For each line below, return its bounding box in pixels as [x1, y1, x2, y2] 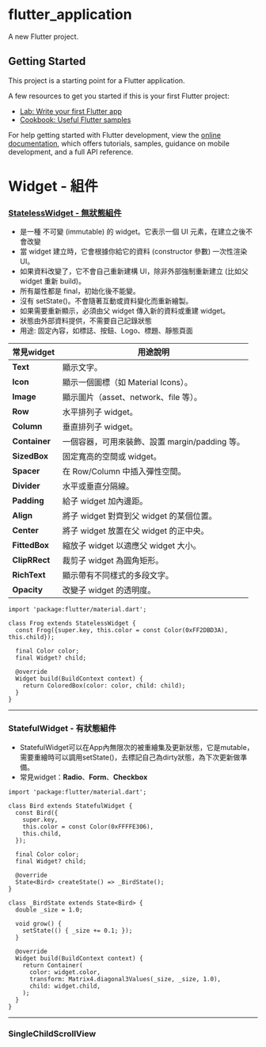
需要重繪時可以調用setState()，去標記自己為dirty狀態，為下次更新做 [19, 752, 241, 762]
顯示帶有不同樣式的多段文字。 [62, 570, 174, 581]
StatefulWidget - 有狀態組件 [8, 723, 116, 734]
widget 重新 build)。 [19, 276, 85, 286]
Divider [12, 481, 40, 492]
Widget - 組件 [8, 177, 99, 195]
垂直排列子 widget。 [62, 421, 138, 432]
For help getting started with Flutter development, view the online [8, 130, 222, 139]
